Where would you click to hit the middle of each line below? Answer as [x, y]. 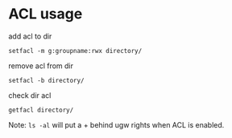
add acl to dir [30, 36]
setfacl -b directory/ [46, 80]
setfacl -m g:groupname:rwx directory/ [75, 51]
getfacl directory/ [41, 110]
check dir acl [30, 95]
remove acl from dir [41, 66]
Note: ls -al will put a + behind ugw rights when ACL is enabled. [116, 124]
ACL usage [46, 14]
